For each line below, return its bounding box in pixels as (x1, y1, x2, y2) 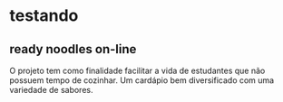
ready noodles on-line (9, 42, 137, 57)
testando (9, 5, 79, 26)
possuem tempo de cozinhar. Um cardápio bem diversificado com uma (9, 75, 275, 86)
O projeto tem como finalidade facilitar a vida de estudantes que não (9, 65, 266, 76)
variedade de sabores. (9, 85, 93, 95)
